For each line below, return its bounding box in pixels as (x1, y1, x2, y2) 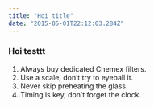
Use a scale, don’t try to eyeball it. (19, 72, 134, 82)
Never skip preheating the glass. (19, 81, 128, 91)
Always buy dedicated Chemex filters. (19, 64, 147, 73)
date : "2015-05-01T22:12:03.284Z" (8, 19, 125, 27)
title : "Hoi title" (8, 11, 74, 20)
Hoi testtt (8, 46, 46, 57)
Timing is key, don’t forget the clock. (19, 89, 142, 99)
